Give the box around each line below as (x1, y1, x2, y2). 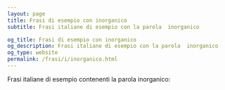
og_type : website (7, 49, 58, 56)
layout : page (7, 10, 46, 18)
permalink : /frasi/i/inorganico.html (7, 56, 118, 63)
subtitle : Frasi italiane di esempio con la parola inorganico (7, 23, 200, 30)
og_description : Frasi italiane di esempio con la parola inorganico (7, 43, 219, 50)
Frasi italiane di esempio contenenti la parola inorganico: (7, 75, 171, 83)
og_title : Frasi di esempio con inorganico (7, 36, 137, 43)
